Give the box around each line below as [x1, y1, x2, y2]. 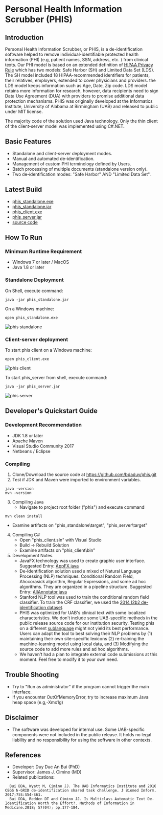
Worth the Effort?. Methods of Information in [38, 801, 135, 806]
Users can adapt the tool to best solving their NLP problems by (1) [19, 630, 153, 636]
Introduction [5, 33, 44, 42]
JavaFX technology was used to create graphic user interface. [19, 558, 145, 564]
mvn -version [5, 490, 32, 495]
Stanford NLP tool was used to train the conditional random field [19, 594, 149, 600]
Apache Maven [12, 438, 43, 444]
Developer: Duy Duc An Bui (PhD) [12, 764, 80, 770]
